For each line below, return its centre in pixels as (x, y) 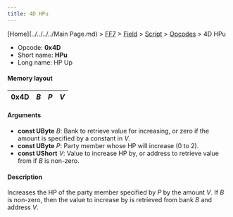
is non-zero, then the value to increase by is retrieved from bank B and (110, 200)
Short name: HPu (43, 55)
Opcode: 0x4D (39, 47)
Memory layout (30, 79)
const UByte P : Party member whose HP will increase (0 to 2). (108, 146)
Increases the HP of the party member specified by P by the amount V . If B (116, 192)
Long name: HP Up (45, 62)
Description (25, 177)
